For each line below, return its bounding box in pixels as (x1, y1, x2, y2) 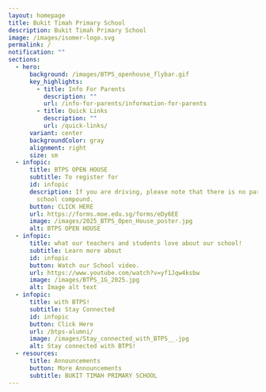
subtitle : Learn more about (28, 247, 123, 254)
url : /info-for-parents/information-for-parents (43, 100, 207, 107)
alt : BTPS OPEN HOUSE (28, 224, 101, 233)
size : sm (28, 151, 59, 159)
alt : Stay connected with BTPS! (28, 342, 136, 350)
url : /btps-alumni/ (28, 327, 93, 336)
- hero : (15, 63, 41, 71)
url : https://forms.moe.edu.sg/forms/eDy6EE (28, 210, 179, 218)
